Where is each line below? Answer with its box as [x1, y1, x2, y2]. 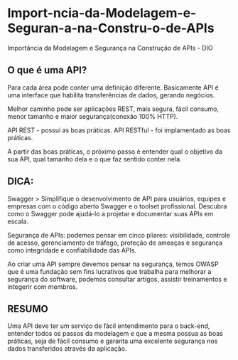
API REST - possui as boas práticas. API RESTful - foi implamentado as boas [7, 126, 231, 134]
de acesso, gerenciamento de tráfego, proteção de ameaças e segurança [7, 238, 223, 247]
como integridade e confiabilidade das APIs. [7, 245, 137, 254]
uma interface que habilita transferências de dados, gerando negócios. [7, 90, 215, 99]
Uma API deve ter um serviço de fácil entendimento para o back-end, [7, 322, 210, 330]
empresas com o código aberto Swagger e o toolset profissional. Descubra [7, 201, 227, 211]
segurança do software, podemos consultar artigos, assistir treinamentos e [7, 275, 227, 283]
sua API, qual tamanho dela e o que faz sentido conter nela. [7, 154, 183, 163]
